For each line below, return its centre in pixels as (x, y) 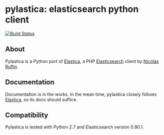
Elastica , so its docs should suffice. (41, 99)
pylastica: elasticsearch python (72, 9)
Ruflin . (12, 66)
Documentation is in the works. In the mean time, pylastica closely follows (81, 94)
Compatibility (27, 115)
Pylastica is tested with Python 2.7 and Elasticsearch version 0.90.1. (75, 127)
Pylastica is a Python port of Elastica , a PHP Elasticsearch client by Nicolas (82, 61)
